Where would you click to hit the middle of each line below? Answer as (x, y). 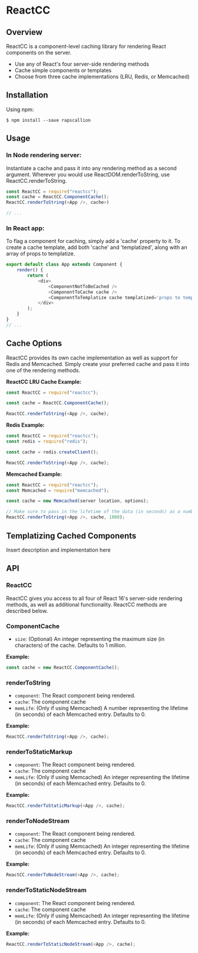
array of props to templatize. (41, 254)
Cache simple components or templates (63, 70)
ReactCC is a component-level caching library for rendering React (86, 46)
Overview (24, 32)
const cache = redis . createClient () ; (52, 452)
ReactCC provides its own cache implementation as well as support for (92, 358)
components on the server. (39, 53)
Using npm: (20, 109)
